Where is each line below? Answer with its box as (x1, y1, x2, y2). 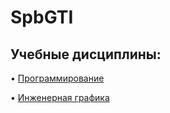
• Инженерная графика (10, 92, 110, 103)
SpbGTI (10, 6, 74, 29)
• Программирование (10, 72, 105, 84)
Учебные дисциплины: (10, 46, 162, 63)
